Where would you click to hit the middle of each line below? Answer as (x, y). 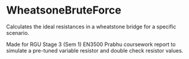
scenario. (18, 32)
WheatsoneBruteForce (64, 10)
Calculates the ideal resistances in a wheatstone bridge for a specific (91, 27)
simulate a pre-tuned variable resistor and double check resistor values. (95, 50)
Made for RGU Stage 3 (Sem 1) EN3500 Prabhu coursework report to (91, 44)
